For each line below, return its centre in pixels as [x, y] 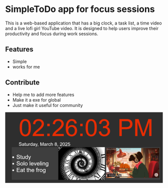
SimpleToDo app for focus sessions [80, 9]
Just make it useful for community [48, 105]
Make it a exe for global [36, 100]
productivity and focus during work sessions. [52, 33]
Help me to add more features [43, 94]
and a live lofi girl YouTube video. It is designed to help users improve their [82, 28]
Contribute [22, 83]
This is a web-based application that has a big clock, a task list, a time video [83, 23]
